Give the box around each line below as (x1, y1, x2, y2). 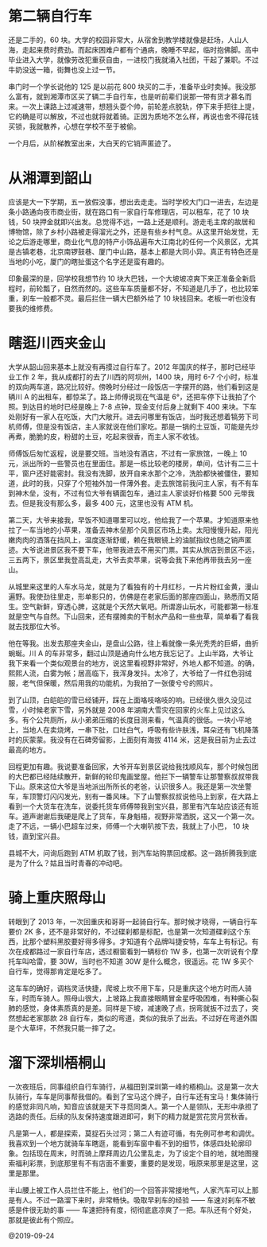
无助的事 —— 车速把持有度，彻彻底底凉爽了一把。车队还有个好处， (35, 1205, 256, 1214)
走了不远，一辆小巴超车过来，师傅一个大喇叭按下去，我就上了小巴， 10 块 (8, 821, 250, 831)
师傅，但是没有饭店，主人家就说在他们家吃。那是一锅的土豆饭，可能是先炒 (14, 421, 259, 431)
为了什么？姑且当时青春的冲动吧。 (14, 858, 127, 868)
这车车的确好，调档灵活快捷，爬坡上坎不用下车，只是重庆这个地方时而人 (8, 983, 245, 993)
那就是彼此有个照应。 (8, 1214, 78, 1225)
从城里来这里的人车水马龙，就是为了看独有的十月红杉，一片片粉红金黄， (8, 581, 245, 591)
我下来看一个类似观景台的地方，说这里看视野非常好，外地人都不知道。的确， (8, 658, 259, 668)
